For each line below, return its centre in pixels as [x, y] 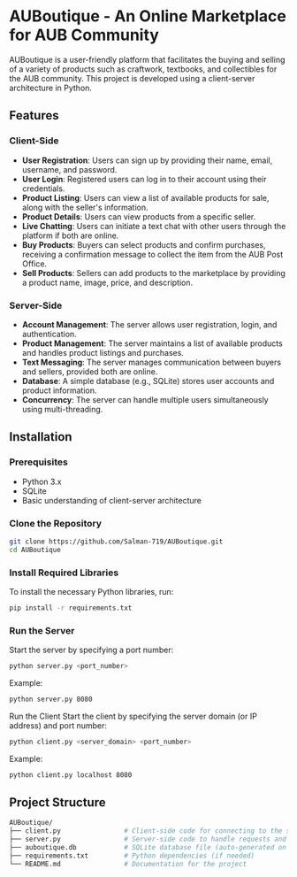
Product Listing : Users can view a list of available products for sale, [145, 197]
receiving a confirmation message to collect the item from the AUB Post [152, 254]
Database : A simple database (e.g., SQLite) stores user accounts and [148, 381]
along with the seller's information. [85, 207]
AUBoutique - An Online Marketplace [148, 16]
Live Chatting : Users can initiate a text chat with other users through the [154, 226]
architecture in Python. [51, 88]
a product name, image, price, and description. [107, 282]
